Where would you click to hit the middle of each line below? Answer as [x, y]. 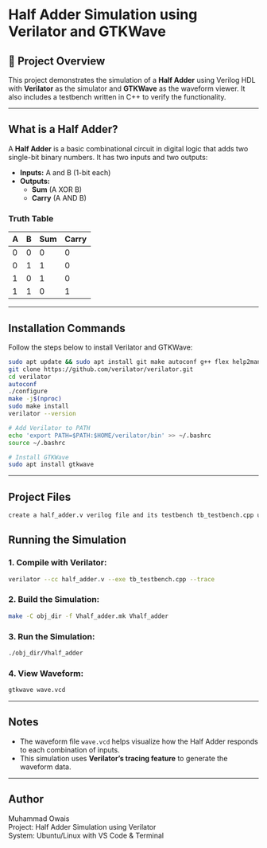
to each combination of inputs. [70, 749]
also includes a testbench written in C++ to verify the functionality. [117, 97]
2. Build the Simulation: [54, 600]
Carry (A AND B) [59, 197]
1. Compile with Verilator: [58, 563]
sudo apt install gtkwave [51, 465]
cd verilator [30, 377]
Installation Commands [67, 328]
